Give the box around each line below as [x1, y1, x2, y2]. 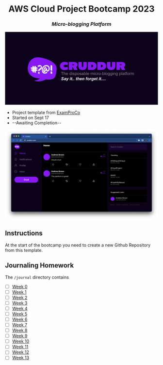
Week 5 [12, 311, 28, 316]
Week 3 [12, 300, 28, 306]
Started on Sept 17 [12, 115, 49, 120]
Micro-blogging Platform [51, 21, 112, 28]
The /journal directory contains [5, 274, 69, 280]
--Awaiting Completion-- [12, 120, 62, 126]
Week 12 [12, 349, 30, 355]
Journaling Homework [5, 261, 74, 270]
